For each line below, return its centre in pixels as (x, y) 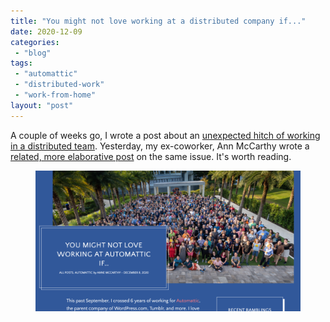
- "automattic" (46, 74)
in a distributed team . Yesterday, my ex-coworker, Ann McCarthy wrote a (160, 146)
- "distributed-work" (59, 85)
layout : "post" (42, 105)
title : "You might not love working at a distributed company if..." (158, 21)
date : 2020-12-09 (46, 31)
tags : (21, 63)
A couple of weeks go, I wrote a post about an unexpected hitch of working (165, 135)
